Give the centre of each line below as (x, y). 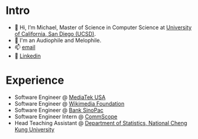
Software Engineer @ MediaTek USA (60, 97)
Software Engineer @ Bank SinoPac (59, 110)
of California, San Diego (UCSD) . (55, 33)
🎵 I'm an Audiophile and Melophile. (58, 40)
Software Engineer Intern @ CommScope (66, 117)
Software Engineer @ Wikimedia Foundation (69, 103)
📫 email (25, 47)
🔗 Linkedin (28, 56)
